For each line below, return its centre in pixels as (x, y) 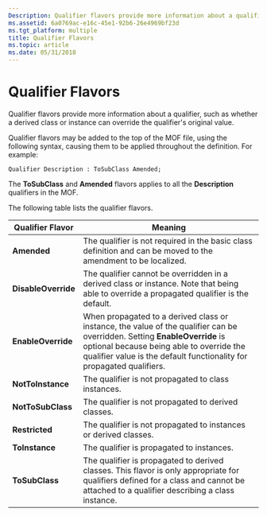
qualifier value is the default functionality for (165, 356)
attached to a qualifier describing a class (159, 490)
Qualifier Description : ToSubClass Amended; (85, 169)
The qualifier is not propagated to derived (161, 402)
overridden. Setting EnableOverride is (154, 336)
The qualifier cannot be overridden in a (155, 274)
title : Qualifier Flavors (51, 38)
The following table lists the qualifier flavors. (81, 208)
